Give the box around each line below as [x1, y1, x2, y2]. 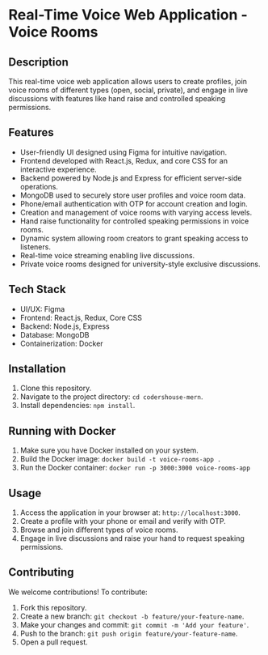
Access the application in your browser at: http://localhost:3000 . [19, 508, 241, 517]
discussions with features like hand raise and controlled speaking [8, 94, 226, 103]
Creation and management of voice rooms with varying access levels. [19, 207, 253, 217]
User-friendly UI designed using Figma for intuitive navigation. [19, 147, 228, 157]
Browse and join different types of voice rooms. [19, 525, 178, 535]
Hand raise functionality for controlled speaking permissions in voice [19, 216, 249, 226]
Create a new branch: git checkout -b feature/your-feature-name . [19, 611, 245, 621]
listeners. [19, 241, 51, 252]
